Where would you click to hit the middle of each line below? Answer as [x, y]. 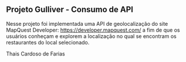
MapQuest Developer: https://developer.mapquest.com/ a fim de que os [93, 30]
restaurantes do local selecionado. [48, 42]
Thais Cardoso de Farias [36, 54]
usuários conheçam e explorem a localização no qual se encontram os [92, 36]
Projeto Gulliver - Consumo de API [70, 10]
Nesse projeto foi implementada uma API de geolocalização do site [87, 23]
